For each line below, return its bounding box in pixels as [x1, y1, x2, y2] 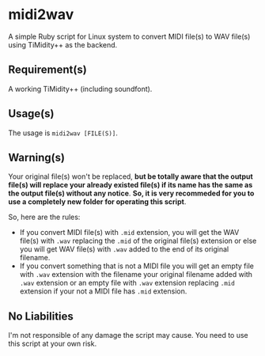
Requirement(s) [8, 63, 87, 77]
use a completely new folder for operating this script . [8, 197, 187, 206]
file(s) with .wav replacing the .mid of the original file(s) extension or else [19, 236, 257, 246]
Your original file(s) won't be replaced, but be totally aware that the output [8, 172, 253, 181]
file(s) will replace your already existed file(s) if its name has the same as [8, 180, 253, 190]
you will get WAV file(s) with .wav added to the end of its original [19, 244, 229, 254]
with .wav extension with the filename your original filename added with [19, 270, 253, 279]
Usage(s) [8, 107, 55, 120]
